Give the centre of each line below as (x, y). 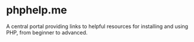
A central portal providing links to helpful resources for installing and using (97, 26)
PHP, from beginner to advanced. (47, 32)
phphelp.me (36, 10)
